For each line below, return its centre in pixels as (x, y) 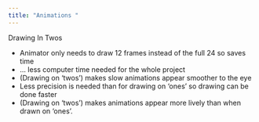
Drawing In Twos (35, 38)
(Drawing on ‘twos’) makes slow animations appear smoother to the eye (135, 77)
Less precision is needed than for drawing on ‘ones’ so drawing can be (134, 86)
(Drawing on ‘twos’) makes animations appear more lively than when (130, 102)
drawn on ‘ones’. (46, 111)
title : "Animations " (44, 15)
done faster (38, 94)
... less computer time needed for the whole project (102, 69)
